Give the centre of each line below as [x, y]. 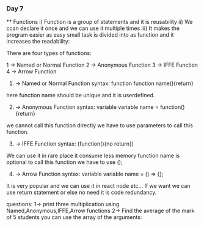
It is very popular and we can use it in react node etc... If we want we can [98, 186]
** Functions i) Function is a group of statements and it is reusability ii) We [100, 22]
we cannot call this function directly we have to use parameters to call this [100, 125]
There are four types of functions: [49, 53]
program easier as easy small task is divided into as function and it [90, 35]
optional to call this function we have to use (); [65, 162]
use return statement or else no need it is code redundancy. [82, 192]
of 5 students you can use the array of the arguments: [74, 217]
